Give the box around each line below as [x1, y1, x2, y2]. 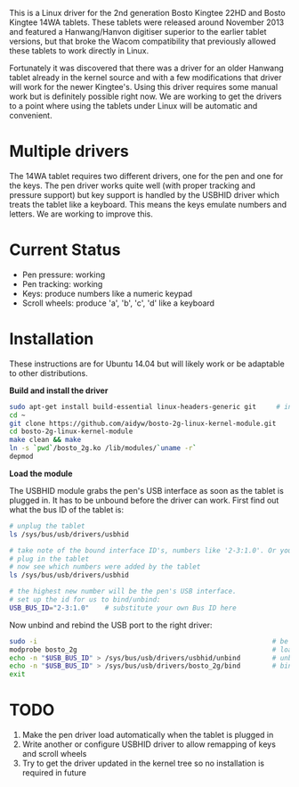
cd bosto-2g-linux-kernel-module [9, 427, 133, 436]
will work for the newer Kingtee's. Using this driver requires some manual [9, 82, 279, 92]
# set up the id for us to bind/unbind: [9, 595, 162, 604]
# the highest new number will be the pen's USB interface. [9, 587, 238, 596]
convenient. [9, 111, 53, 120]
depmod [9, 452, 34, 462]
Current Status [9, 240, 121, 260]
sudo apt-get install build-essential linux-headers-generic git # [9, 402, 280, 411]
